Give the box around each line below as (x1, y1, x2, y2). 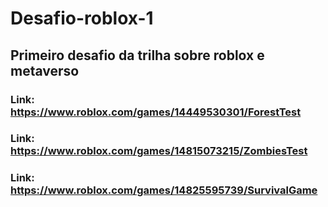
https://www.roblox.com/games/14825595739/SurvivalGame (10, 183, 318, 197)
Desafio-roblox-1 (10, 7, 154, 30)
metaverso (10, 62, 80, 79)
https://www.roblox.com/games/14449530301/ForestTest (10, 105, 302, 119)
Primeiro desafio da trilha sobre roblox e (10, 47, 265, 64)
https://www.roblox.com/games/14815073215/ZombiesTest (10, 144, 308, 158)
